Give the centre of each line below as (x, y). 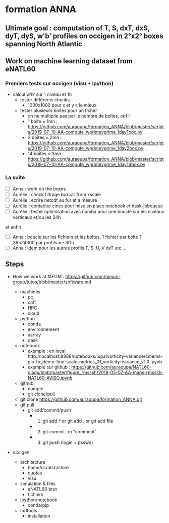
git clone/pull (41, 394)
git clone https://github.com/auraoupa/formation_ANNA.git (81, 399)
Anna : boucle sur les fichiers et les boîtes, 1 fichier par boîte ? (77, 237)
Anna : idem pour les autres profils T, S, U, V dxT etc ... (69, 248)
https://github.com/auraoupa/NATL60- (111, 367)
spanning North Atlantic (44, 44)
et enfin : (14, 227)
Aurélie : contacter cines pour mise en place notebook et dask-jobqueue (88, 206)
